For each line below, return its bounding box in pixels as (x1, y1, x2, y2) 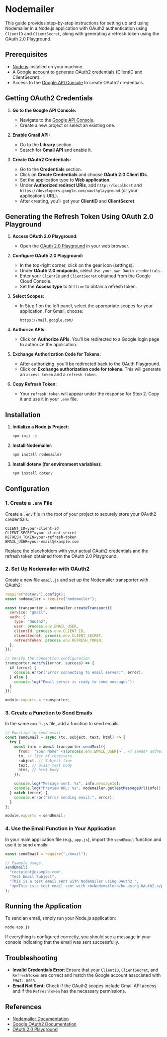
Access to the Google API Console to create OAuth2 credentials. (12, 79, 144, 85)
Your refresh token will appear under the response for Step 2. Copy (19, 391, 160, 397)
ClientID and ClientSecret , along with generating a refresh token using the (5, 30, 160, 36)
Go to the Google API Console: (12, 107, 77, 113)
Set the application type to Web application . (19, 177, 111, 183)
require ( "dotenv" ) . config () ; (5, 592, 66, 597)
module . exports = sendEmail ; (5, 813, 66, 819)
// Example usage (5, 860, 41, 865)
